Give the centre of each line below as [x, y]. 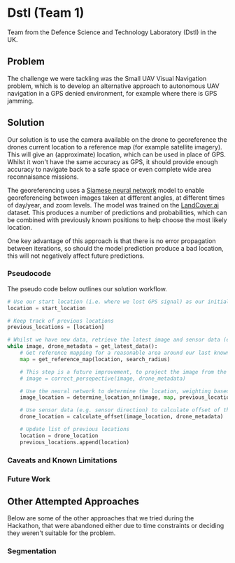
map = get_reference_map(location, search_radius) [95, 359]
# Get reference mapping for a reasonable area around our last [115, 353]
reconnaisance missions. [43, 177]
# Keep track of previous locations [60, 321]
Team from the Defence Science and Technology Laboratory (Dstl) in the [112, 32]
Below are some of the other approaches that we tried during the [101, 518]
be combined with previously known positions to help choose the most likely [117, 220]
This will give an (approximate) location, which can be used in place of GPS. [116, 154]
